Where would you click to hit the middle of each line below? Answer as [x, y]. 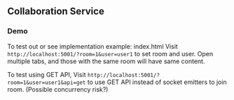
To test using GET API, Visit [47, 74]
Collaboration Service [56, 11]
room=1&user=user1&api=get [47, 83]
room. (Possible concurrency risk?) [58, 89]
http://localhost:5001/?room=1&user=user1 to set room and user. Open [110, 53]
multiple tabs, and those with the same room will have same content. [106, 61]
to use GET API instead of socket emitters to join [157, 82]
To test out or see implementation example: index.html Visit [93, 46]
